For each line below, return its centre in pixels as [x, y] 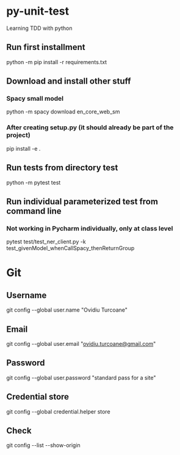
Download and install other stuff [69, 81]
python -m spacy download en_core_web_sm [63, 112]
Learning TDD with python [39, 28]
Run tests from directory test [62, 168]
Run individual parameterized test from [82, 202]
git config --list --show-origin [43, 445]
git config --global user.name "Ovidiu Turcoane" [67, 310]
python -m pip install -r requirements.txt [57, 62]
